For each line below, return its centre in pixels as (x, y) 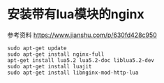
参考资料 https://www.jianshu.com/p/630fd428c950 (82, 35)
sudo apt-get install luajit (50, 66)
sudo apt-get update (37, 48)
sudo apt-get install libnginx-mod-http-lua (73, 73)
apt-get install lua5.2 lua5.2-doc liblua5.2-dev (81, 60)
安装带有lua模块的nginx (76, 14)
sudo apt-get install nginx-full (56, 54)
